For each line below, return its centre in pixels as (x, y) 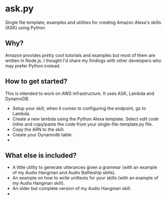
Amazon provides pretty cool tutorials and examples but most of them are (80, 55)
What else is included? (41, 155)
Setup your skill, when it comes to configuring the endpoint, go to (79, 108)
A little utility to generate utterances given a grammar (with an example (85, 167)
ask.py (19, 9)
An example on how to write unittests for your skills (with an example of (85, 178)
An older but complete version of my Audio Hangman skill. (72, 189)
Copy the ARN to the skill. (38, 129)
